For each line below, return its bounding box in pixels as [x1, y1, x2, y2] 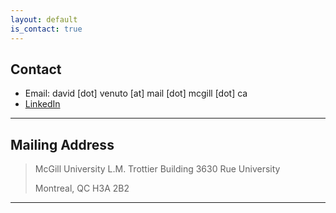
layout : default [10, 14, 78, 25]
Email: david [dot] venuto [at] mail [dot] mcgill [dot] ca [24, 87, 248, 100]
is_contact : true [10, 24, 83, 34]
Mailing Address [10, 136, 115, 153]
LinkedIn [24, 98, 61, 110]
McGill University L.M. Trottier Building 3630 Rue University [34, 163, 281, 175]
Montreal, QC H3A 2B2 [34, 182, 130, 195]
